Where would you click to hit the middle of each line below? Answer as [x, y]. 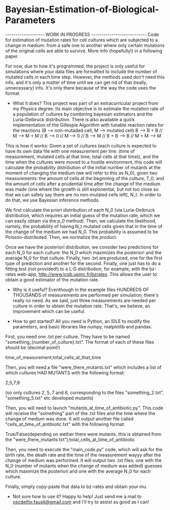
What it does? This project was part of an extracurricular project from [86, 103]
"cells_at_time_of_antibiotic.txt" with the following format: [65, 424]
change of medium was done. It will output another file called [69, 418]
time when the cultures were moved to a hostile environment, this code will [84, 162]
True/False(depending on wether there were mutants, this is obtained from [83, 434]
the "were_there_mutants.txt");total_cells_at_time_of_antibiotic [70, 439]
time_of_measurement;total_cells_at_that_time [53, 357]
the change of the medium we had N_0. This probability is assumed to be [82, 232]
